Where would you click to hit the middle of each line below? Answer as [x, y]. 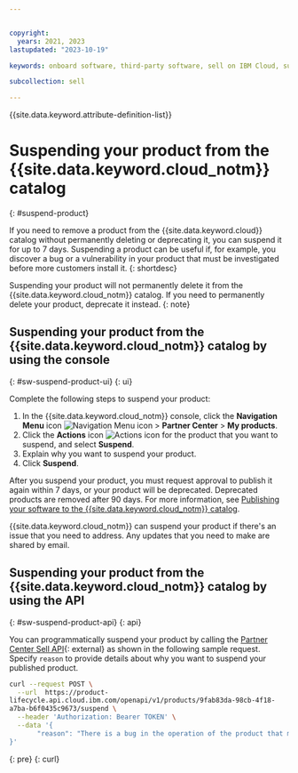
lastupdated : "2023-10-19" [59, 50]
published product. [44, 667]
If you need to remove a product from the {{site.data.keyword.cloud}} [136, 230]
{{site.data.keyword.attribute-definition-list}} [91, 115]
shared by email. [39, 544]
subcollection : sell [47, 82]
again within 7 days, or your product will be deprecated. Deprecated [134, 489]
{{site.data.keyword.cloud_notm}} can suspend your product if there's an [143, 526]
